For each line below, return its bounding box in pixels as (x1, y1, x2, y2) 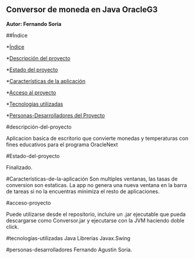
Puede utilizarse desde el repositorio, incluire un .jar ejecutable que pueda (6, 211, 186, 218)
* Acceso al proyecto (6, 88, 56, 96)
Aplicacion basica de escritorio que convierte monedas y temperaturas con (6, 135, 189, 142)
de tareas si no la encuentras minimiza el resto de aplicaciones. (6, 188, 160, 195)
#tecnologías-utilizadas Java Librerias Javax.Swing (6, 234, 131, 241)
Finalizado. (6, 163, 33, 171)
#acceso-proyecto (6, 199, 51, 206)
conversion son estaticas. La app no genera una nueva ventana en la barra (6, 181, 187, 188)
